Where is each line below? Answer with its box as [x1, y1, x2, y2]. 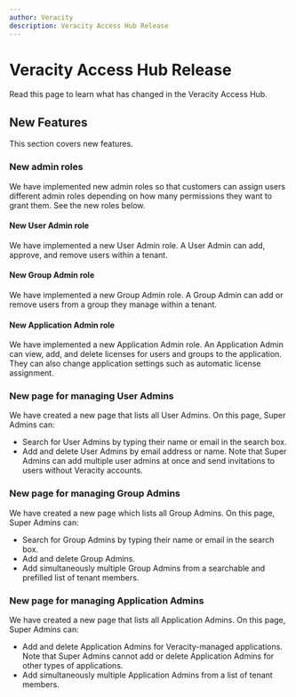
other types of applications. [21, 661, 124, 671]
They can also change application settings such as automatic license [9, 358, 261, 369]
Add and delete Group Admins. [21, 553, 136, 563]
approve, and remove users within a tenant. [9, 249, 168, 260]
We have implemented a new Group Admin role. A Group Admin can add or [9, 289, 284, 300]
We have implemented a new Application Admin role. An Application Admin [9, 339, 284, 350]
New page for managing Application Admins [9, 594, 204, 606]
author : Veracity [9, 12, 74, 22]
